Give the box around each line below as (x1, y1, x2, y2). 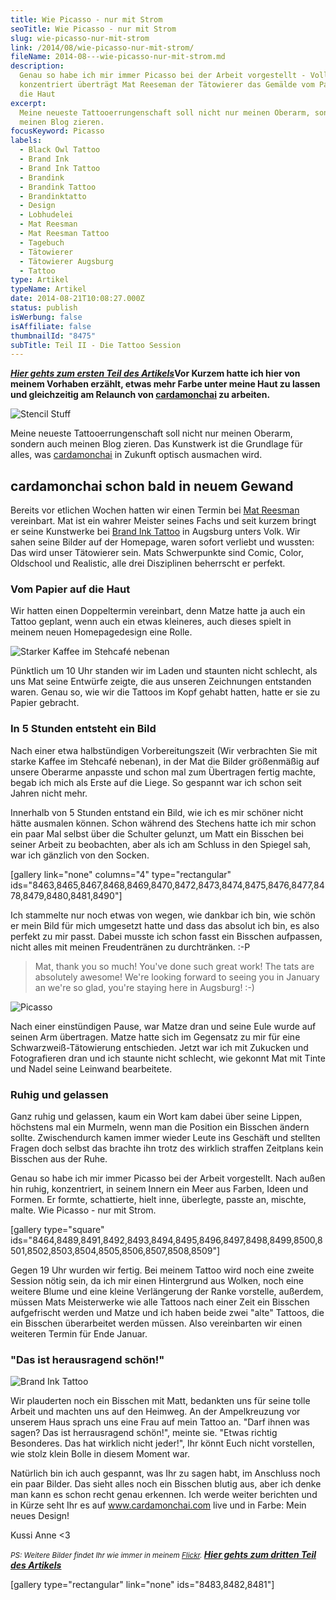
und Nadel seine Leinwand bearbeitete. (10, 1062, 173, 1075)
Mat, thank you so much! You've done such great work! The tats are (34, 960, 315, 972)
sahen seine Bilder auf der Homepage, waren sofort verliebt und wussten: (10, 536, 315, 548)
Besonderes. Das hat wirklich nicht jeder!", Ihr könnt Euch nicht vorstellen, (10, 1437, 315, 1450)
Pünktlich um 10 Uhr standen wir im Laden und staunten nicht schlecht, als (10, 665, 318, 677)
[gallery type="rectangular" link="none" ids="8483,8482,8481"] (10, 1579, 275, 1591)
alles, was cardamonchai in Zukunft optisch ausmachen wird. (10, 449, 263, 461)
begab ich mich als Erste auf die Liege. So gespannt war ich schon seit (10, 776, 302, 788)
